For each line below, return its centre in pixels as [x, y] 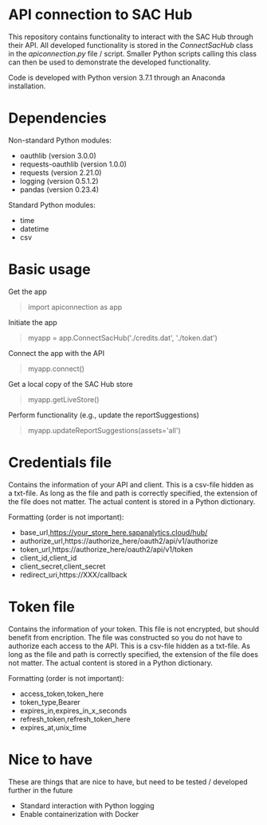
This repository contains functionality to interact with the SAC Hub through [131, 37]
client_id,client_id [48, 557]
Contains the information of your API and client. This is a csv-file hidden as [131, 484]
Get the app [28, 291]
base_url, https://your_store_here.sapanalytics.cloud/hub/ [114, 532]
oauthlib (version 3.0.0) [58, 155]
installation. [27, 86]
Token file [42, 606]
